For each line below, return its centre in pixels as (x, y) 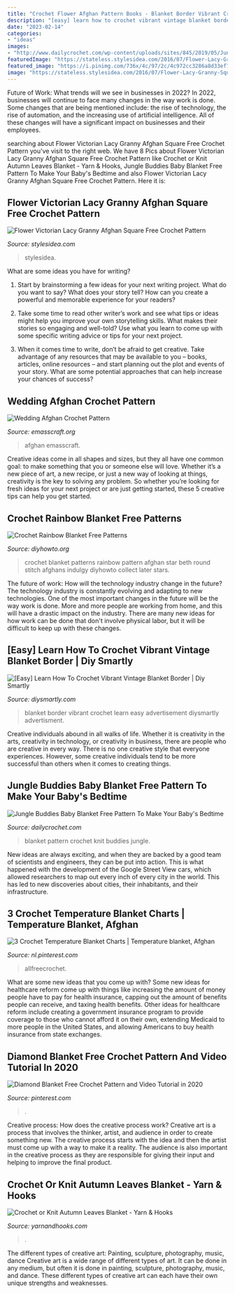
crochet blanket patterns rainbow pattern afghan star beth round (117, 562)
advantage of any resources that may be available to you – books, (112, 357)
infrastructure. (28, 891)
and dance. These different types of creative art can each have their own (113, 1275)
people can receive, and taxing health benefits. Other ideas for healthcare (114, 1005)
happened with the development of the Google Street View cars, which (109, 869)
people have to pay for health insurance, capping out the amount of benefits (117, 997)
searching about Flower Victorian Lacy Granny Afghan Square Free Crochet (116, 143)
